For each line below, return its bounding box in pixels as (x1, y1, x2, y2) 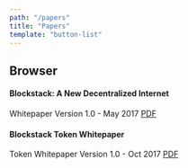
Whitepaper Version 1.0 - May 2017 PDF (9, 108, 157, 119)
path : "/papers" (9, 13, 70, 22)
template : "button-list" (9, 30, 103, 39)
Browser (9, 63, 58, 78)
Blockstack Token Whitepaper (9, 128, 125, 139)
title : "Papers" (9, 22, 70, 31)
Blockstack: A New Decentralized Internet (9, 88, 169, 99)
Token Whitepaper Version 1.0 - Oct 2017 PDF (9, 149, 179, 160)
